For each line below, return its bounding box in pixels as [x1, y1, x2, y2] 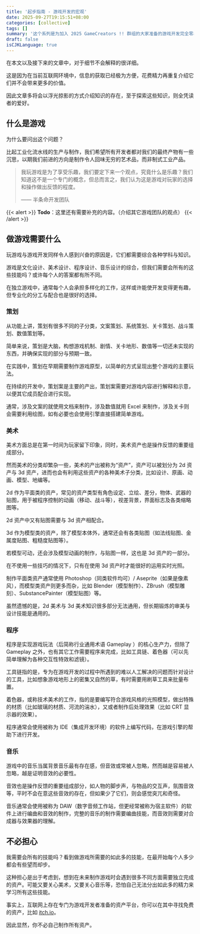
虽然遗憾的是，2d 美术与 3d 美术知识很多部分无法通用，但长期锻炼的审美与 [6, 602, 190, 610]
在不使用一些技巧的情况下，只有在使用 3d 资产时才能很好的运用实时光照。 [6, 562, 188, 570]
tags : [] [6, 25, 28, 32]
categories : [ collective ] [6, 20, 70, 26]
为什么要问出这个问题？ [6, 135, 64, 143]
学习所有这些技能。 [6, 888, 54, 895]
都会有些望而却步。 [6, 861, 54, 868]
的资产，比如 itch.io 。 [6, 908, 60, 916]
